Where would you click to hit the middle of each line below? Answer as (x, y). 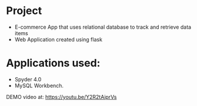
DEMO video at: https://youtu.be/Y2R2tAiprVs (61, 97)
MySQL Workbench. (39, 86)
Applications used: (53, 63)
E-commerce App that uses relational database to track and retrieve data (103, 27)
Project (24, 11)
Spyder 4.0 (28, 79)
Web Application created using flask (59, 39)
